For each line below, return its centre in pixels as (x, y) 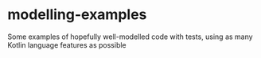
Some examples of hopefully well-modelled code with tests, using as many (130, 37)
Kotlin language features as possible (67, 44)
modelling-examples (77, 15)
